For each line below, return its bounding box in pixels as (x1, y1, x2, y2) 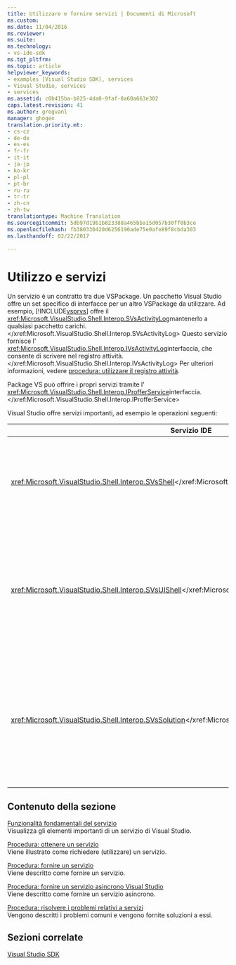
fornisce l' (7, 337, 37, 345)
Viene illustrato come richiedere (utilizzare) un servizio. (7, 848, 167, 856)
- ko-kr (7, 167, 30, 174)
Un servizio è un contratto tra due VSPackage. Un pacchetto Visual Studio (7, 292, 223, 301)
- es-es (7, 141, 30, 148)
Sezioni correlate (7, 931, 84, 943)
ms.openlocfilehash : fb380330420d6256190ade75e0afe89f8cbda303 (7, 226, 197, 233)
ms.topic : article (7, 63, 61, 70)
